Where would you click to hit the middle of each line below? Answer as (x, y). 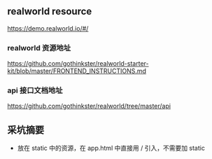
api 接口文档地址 (35, 90)
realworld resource (50, 12)
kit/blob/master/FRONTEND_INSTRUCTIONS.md (77, 71)
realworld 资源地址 (39, 48)
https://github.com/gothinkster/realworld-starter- (78, 64)
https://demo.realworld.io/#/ (48, 28)
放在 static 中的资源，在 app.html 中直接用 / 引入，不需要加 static (111, 148)
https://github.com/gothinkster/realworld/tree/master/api (89, 106)
